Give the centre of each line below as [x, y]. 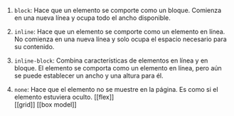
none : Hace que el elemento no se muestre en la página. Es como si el [116, 89]
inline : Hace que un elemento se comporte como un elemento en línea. [119, 32]
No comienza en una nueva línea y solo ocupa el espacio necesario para [121, 39]
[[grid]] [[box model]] [45, 105]
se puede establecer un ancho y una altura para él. [89, 75]
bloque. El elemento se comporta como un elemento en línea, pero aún [118, 68]
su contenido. [34, 47]
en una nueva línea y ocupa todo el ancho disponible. [92, 18]
